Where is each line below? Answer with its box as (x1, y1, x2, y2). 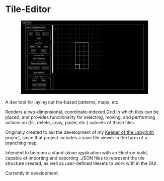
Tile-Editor (5, 4, 51, 15)
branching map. (5, 140, 38, 146)
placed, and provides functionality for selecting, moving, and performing (5, 114, 155, 120)
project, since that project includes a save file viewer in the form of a (5, 134, 147, 140)
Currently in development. (5, 170, 59, 176)
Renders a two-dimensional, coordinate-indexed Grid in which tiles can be (5, 109, 159, 115)
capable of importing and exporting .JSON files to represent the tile (5, 155, 145, 161)
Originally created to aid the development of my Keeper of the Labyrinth (5, 129, 154, 135)
